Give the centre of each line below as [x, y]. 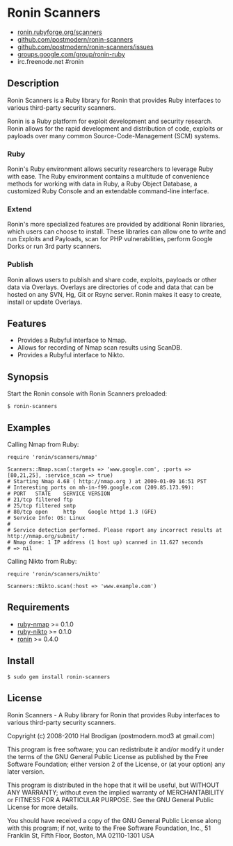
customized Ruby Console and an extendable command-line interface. [108, 191]
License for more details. [43, 807]
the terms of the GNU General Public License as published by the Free [108, 756]
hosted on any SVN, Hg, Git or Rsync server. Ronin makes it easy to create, [115, 294]
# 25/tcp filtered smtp [42, 506]
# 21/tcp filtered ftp [40, 500]
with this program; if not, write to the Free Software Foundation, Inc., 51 [109, 828]
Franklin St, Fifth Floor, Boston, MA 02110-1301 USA [81, 835]
